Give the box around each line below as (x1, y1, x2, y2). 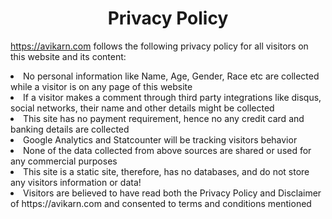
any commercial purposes (10, 155, 118, 167)
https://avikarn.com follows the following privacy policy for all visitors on (10, 40, 309, 52)
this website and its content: (10, 50, 127, 62)
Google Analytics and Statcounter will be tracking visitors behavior (23, 133, 298, 146)
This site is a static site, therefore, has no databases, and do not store (23, 165, 310, 177)
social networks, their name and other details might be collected (10, 102, 275, 114)
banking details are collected (10, 123, 130, 135)
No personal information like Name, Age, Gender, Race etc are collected (23, 70, 320, 82)
